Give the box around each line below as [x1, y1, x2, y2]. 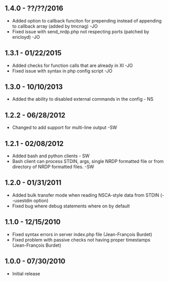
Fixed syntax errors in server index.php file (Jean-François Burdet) [12, 231, 152, 237]
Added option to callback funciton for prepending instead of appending [12, 17, 162, 24]
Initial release [12, 270, 40, 276]
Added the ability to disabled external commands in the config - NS [12, 96, 154, 102]
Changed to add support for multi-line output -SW [12, 125, 118, 131]
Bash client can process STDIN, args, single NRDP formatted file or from [12, 158, 164, 165]
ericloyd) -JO [12, 34, 40, 40]
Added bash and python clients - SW [12, 153, 90, 159]
